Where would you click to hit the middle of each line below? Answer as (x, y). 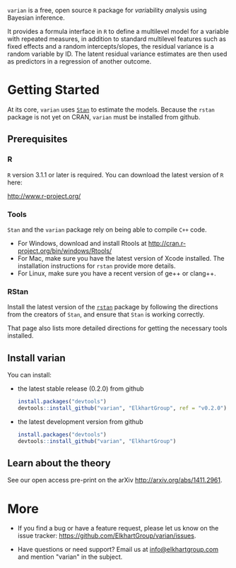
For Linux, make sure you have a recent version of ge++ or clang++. (117, 273)
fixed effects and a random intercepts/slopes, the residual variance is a (111, 46)
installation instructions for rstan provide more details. (96, 266)
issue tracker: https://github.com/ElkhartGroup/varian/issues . (107, 536)
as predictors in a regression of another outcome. (79, 61)
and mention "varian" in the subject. (70, 557)
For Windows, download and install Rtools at (82, 243)
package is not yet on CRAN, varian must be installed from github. (104, 117)
